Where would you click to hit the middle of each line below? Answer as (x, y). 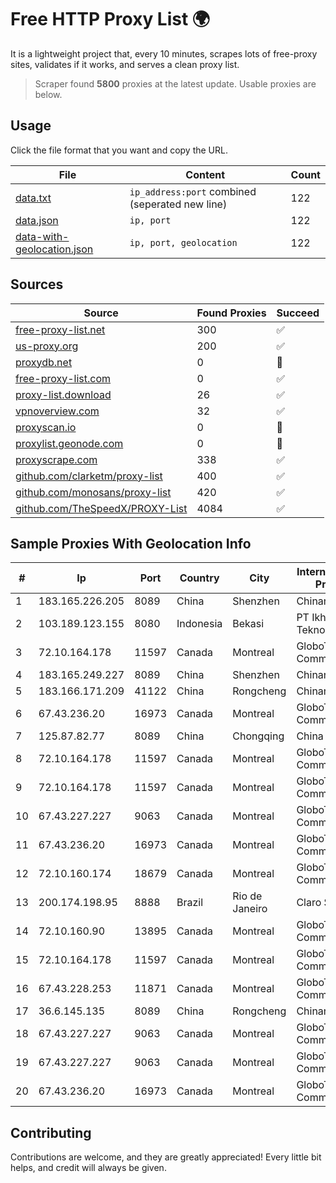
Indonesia (199, 624)
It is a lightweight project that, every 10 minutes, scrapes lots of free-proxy (164, 53)
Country (199, 578)
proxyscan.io (46, 427)
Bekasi (248, 624)
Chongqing (258, 736)
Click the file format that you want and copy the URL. (119, 150)
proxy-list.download (63, 394)
